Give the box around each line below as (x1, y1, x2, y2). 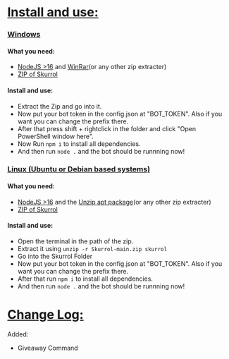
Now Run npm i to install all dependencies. (17, 139, 141, 148)
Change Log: (7, 307, 84, 323)
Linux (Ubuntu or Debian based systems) (7, 164, 150, 174)
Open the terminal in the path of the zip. (17, 237, 134, 245)
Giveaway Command (17, 343, 79, 352)
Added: (7, 329, 29, 339)
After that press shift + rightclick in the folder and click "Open (17, 124, 197, 133)
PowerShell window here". (17, 132, 94, 140)
